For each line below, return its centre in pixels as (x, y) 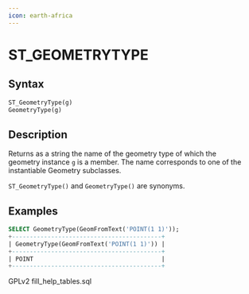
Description (38, 135)
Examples (33, 211)
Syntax (26, 84)
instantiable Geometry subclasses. (65, 171)
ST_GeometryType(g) (41, 103)
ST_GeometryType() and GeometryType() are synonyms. (97, 186)
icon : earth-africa (41, 15)
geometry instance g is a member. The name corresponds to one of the (125, 162)
